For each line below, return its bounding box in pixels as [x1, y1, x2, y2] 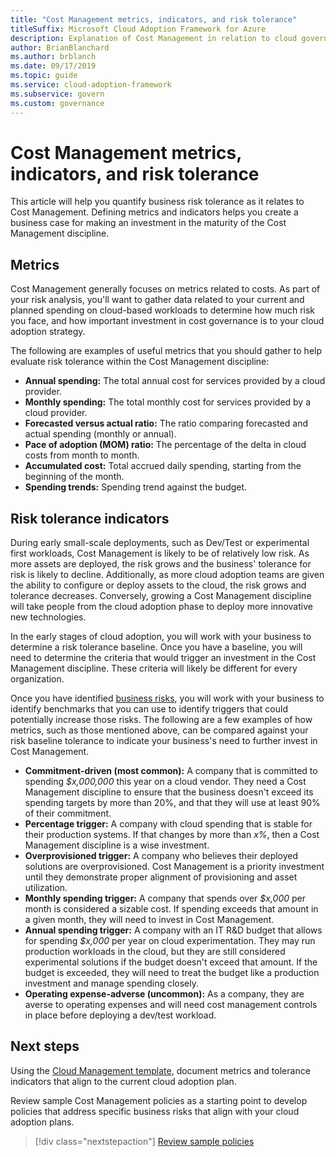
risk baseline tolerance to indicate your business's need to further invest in [10, 735, 318, 747]
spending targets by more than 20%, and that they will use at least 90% [24, 797, 321, 809]
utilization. [24, 882, 68, 894]
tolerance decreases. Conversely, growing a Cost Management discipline [10, 590, 312, 602]
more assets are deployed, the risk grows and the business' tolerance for [10, 558, 312, 570]
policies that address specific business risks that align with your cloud [10, 1105, 300, 1117]
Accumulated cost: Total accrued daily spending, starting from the [24, 460, 302, 472]
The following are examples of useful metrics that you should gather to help [10, 345, 323, 357]
